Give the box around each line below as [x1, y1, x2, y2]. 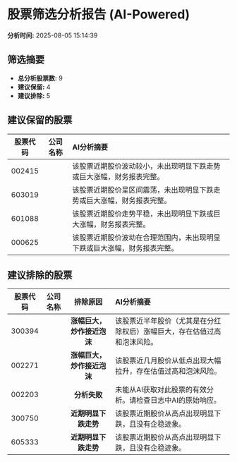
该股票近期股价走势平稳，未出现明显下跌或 [72, 209, 214, 219]
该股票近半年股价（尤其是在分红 [115, 316, 221, 326]
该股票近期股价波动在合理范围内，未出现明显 [72, 232, 221, 242]
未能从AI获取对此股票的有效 [115, 385, 207, 395]
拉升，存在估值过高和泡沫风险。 [115, 366, 221, 376]
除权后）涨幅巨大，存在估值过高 [115, 327, 221, 336]
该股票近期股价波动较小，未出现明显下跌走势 [72, 161, 221, 171]
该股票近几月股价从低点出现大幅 [115, 355, 221, 365]
